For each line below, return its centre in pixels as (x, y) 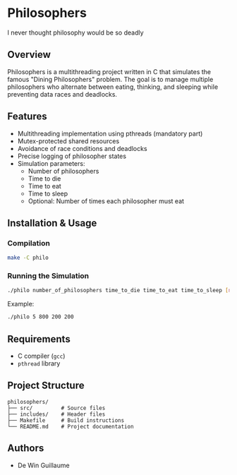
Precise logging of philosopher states (72, 156)
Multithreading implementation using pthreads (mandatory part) (110, 133)
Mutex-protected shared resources (68, 141)
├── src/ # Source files (56, 408)
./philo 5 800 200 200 (41, 317)
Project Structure (46, 386)
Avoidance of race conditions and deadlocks (82, 148)
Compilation (29, 243)
